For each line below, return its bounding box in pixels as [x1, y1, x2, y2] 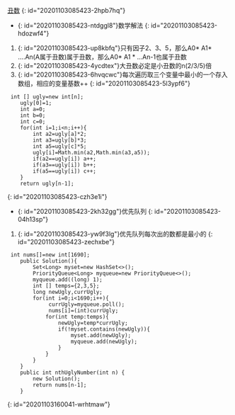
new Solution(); [33, 375, 81, 382]
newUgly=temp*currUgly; [57, 319, 129, 326]
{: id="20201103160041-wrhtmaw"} [7, 400, 111, 409]
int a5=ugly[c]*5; [33, 143, 87, 150]
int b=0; [20, 112, 46, 119]
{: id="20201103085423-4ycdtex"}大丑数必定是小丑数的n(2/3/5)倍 [17, 62, 212, 69]
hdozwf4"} [17, 29, 50, 38]
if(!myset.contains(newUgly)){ [57, 326, 151, 333]
